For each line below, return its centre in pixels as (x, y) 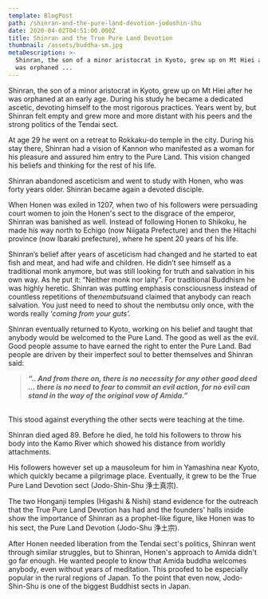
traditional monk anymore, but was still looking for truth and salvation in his (132, 271)
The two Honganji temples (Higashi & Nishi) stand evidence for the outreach (133, 501)
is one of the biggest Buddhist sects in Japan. (116, 586)
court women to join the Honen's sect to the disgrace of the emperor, (122, 213)
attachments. (30, 451)
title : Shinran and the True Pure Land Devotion (91, 38)
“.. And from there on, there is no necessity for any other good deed (142, 378)
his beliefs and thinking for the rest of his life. (83, 165)
